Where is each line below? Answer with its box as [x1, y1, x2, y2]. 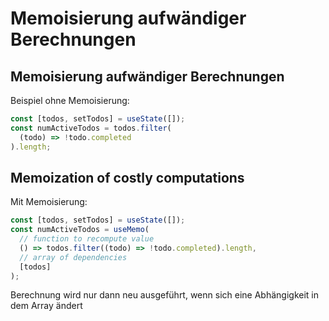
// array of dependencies [19, 252, 128, 262]
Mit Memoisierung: [10, 196, 88, 208]
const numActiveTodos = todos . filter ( [10, 123, 172, 133]
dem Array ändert [10, 300, 83, 312]
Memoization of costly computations [10, 169, 245, 186]
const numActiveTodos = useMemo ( [10, 225, 150, 235]
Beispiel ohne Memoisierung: [10, 95, 130, 106]
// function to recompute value [19, 234, 155, 244]
